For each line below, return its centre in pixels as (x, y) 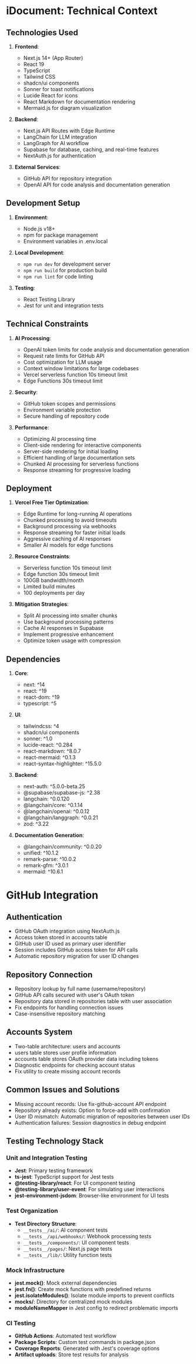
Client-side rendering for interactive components (82, 445)
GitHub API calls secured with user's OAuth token (75, 995)
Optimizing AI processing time (60, 438)
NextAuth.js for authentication (60, 156)
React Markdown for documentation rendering (80, 102)
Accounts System (39, 1032)
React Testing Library (49, 299)
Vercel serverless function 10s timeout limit (75, 374)
